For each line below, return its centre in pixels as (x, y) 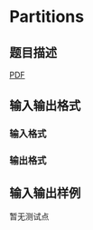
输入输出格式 (45, 106)
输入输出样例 (45, 193)
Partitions (46, 17)
